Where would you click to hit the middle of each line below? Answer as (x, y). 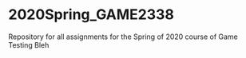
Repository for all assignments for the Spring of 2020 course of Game (123, 37)
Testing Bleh (29, 44)
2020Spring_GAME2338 (91, 15)
